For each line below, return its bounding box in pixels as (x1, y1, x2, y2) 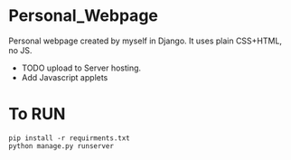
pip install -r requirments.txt (8, 133, 130, 143)
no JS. (8, 44, 33, 55)
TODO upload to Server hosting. (21, 62, 142, 73)
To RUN (8, 104, 66, 125)
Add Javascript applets (21, 71, 108, 82)
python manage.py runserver (8, 141, 115, 150)
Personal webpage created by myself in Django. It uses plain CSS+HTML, (8, 35, 282, 46)
